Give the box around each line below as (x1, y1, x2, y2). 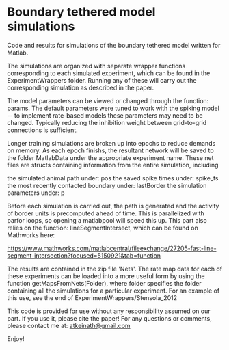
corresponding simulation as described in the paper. (7, 83, 154, 92)
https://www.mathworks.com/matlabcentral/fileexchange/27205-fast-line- (7, 244, 217, 252)
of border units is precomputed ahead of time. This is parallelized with (7, 209, 205, 217)
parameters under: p (7, 189, 65, 197)
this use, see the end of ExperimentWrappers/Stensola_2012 (7, 293, 178, 301)
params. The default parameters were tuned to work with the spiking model (7, 104, 220, 112)
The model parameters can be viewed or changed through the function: (7, 96, 209, 105)
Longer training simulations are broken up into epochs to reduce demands (7, 139, 216, 147)
